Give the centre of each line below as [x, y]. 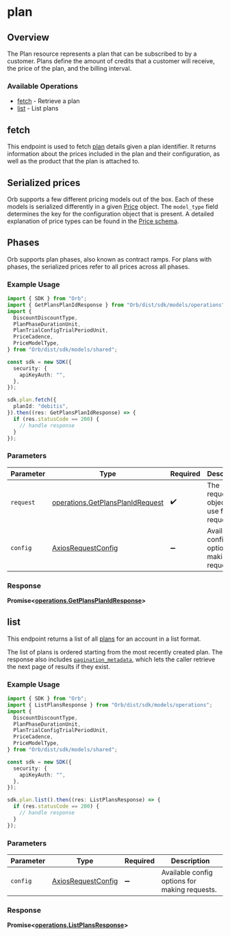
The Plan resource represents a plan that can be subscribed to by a [102, 54]
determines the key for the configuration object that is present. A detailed [111, 214]
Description [190, 861]
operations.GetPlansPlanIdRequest [108, 502]
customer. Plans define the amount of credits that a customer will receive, [111, 61]
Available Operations [43, 86]
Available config [187, 873]
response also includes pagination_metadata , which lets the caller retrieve [111, 659]
